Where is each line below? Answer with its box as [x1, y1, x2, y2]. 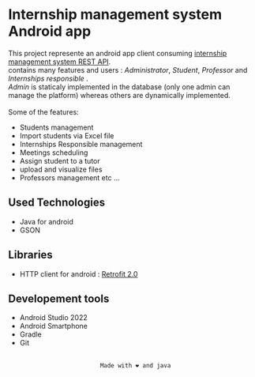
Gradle [19, 330, 42, 339]
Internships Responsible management [19, 139, 143, 149]
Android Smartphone [19, 322, 88, 331]
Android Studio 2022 [19, 313, 88, 322]
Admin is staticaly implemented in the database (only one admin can [8, 81, 231, 92]
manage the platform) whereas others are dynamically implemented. [8, 90, 231, 100]
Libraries [8, 248, 53, 262]
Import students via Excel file [19, 130, 114, 140]
